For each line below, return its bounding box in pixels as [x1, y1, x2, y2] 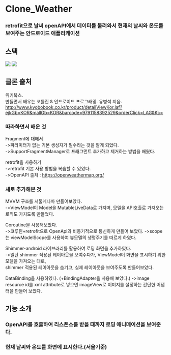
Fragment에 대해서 [5, 136, 43, 142]
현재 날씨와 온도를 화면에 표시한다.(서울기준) [5, 343, 107, 350]
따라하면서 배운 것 [5, 123, 47, 130]
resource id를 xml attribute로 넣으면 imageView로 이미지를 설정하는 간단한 [5, 282, 156, 288]
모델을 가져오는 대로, [5, 258, 46, 264]
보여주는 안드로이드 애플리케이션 [5, 30, 80, 37]
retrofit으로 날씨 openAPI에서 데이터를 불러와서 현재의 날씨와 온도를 [5, 22, 164, 29]
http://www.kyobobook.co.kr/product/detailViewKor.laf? [5, 104, 123, 110]
